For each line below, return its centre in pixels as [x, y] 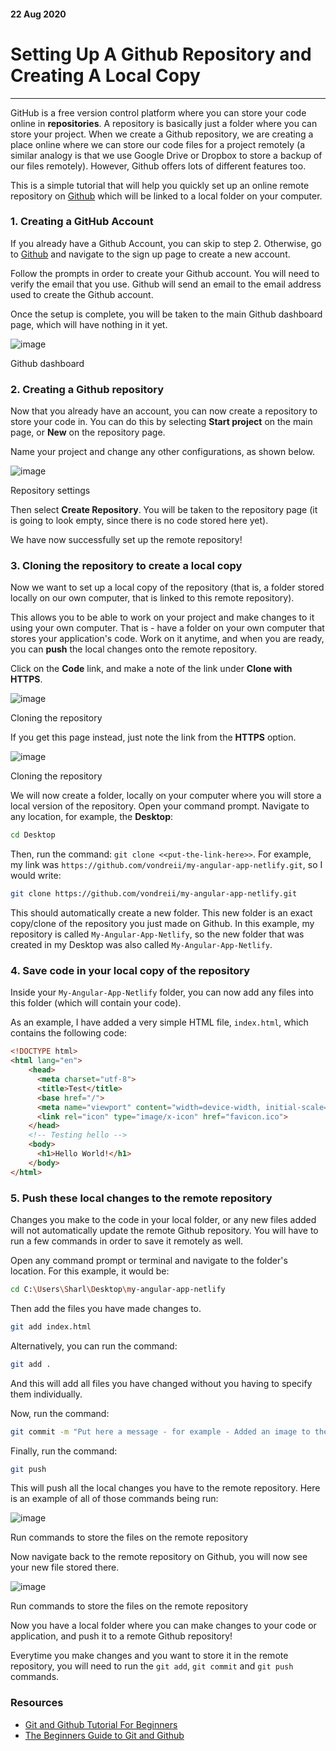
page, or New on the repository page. [88, 432]
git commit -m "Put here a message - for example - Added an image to [160, 1431]
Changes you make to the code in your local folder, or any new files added [163, 1220]
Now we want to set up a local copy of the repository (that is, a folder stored [167, 587]
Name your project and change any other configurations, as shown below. [163, 452]
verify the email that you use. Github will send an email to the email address [166, 284]
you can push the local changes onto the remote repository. [134, 649]
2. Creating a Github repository [87, 389]
